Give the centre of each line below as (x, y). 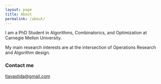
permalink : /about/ (25, 19)
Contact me (20, 65)
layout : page (19, 10)
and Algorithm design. (28, 53)
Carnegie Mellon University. (33, 38)
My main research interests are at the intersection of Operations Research (80, 48)
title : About (19, 14)
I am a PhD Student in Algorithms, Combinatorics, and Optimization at (76, 33)
